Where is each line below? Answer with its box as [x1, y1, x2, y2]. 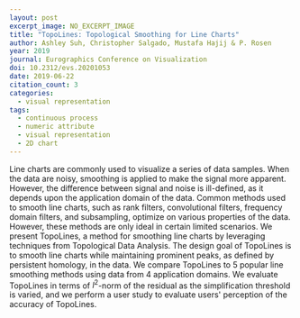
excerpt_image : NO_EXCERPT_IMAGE [9, 22, 135, 31]
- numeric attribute [17, 123, 95, 132]
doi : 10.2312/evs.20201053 [9, 64, 111, 73]
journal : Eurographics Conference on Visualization [9, 55, 207, 64]
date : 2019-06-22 [9, 72, 75, 81]
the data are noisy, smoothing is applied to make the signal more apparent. [9, 173, 286, 184]
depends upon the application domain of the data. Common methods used [9, 192, 286, 203]
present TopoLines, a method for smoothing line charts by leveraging [9, 231, 266, 241]
